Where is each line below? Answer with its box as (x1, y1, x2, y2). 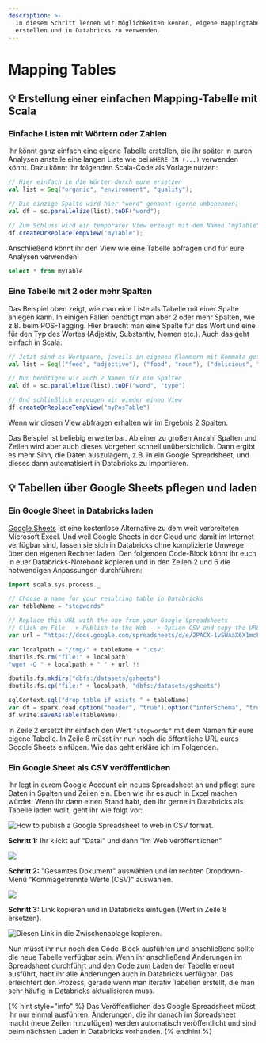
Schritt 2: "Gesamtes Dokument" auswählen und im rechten (8, 866, 204, 876)
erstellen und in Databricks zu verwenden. (15, 26, 161, 34)
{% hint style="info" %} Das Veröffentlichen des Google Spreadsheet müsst (8, 1002, 256, 1011)
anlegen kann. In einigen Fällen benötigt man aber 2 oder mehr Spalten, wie (8, 312, 256, 322)
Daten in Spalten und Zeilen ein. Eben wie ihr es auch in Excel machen (8, 789, 237, 798)
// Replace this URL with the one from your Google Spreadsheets (8, 617, 228, 625)
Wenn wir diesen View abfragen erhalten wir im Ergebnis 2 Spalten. (8, 418, 228, 427)
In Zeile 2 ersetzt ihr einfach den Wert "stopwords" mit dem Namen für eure (8, 725, 254, 735)
